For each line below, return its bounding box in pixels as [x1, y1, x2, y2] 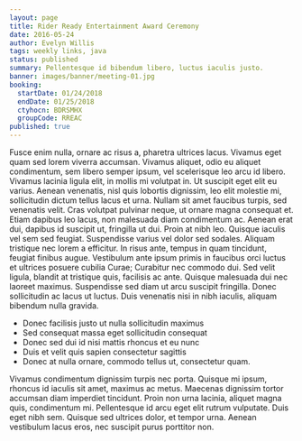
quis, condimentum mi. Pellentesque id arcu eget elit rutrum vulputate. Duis [9, 402, 289, 413]
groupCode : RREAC [17, 114, 83, 123]
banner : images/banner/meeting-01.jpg [9, 72, 155, 81]
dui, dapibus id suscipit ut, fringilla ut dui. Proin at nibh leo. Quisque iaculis [9, 224, 286, 234]
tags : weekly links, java [9, 47, 106, 56]
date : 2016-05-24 [9, 30, 75, 39]
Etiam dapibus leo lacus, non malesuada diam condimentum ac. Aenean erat [9, 214, 293, 225]
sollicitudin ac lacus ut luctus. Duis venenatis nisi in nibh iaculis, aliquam [9, 290, 278, 301]
